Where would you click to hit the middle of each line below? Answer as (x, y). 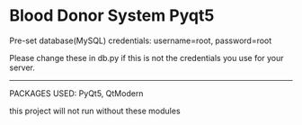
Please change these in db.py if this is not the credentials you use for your (147, 58)
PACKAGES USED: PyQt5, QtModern (76, 93)
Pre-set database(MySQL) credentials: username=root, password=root (141, 40)
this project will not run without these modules (95, 111)
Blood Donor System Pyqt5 (112, 16)
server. (22, 67)
